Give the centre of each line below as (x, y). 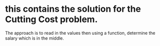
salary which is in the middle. (34, 38)
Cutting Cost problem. (51, 19)
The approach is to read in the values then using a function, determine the (80, 33)
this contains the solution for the (73, 9)
